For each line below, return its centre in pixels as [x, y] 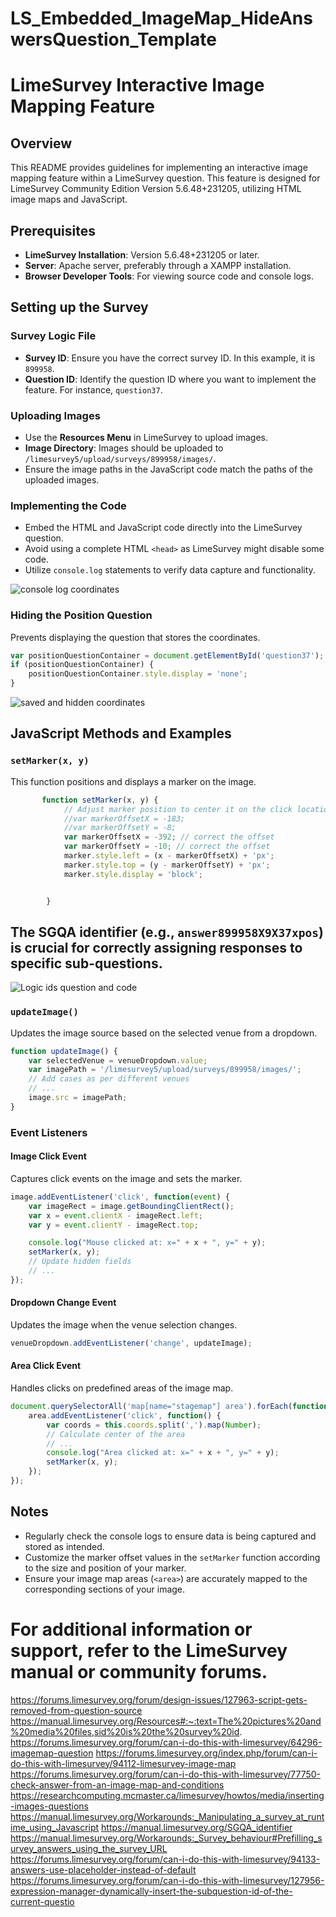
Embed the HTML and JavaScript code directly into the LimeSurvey [163, 528]
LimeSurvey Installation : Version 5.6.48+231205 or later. [142, 255]
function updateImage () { [64, 1051]
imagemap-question [52, 1753]
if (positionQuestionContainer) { [82, 665]
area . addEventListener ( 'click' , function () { [125, 1415]
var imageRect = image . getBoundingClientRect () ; [131, 1206]
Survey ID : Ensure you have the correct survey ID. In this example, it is [170, 358]
